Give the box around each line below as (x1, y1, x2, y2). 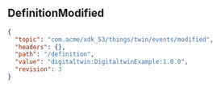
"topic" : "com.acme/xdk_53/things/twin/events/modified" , (15, 36, 215, 44)
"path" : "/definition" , (15, 50, 94, 59)
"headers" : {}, (15, 43, 66, 51)
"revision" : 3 (15, 65, 62, 73)
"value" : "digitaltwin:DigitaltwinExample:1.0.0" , (15, 58, 189, 66)
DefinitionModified (7, 6, 105, 20)
